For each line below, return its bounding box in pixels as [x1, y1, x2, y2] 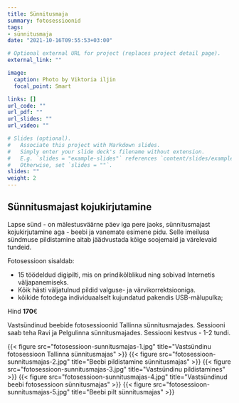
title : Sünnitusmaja [7, 10, 69, 18]
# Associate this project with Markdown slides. [7, 141, 161, 148]
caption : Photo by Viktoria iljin [14, 76, 116, 83]
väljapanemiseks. [17, 277, 69, 286]
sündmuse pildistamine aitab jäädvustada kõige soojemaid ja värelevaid [7, 235, 217, 243]
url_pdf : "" [7, 108, 43, 116]
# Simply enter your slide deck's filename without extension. [7, 148, 205, 155]
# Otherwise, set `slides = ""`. [7, 161, 113, 168]
